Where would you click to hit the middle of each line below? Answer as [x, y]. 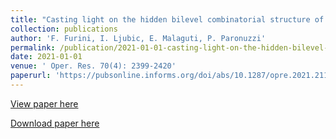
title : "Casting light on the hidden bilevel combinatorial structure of [167, 19]
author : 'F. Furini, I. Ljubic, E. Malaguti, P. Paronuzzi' [138, 38]
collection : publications [64, 29]
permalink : [33, 47]
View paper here [44, 103]
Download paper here [55, 123]
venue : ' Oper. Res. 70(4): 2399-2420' [93, 66]
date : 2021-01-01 [46, 57]
